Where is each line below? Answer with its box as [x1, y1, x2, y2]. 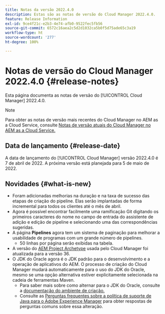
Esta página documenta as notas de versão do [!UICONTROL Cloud [5, 92, 142, 98]
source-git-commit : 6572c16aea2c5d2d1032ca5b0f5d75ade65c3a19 [5, 26, 136, 31]
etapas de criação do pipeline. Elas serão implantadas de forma [12, 198, 142, 204]
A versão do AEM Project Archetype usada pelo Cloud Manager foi [12, 246, 148, 251]
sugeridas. [12, 224, 34, 231]
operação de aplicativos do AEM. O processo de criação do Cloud [12, 261, 147, 267]
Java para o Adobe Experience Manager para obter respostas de [19, 298, 152, 304]
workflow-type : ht [5, 30, 43, 35]
